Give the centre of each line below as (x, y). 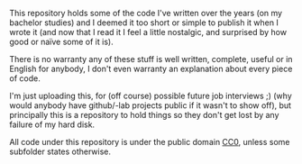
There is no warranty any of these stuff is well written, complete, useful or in (151, 59)
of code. (25, 78)
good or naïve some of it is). (62, 41)
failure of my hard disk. (52, 124)
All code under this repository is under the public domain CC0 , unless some (150, 142)
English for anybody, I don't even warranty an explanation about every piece (151, 68)
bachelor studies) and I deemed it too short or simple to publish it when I (144, 23)
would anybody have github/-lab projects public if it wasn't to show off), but (150, 105)
